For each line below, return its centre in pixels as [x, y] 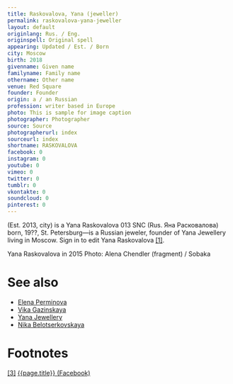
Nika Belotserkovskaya [51, 324]
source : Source [30, 126]
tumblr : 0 [22, 185]
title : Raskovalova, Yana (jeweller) [63, 14]
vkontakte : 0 [27, 192]
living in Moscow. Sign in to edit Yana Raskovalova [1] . [86, 240]
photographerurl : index [42, 132]
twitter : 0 [23, 179]
